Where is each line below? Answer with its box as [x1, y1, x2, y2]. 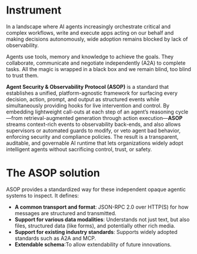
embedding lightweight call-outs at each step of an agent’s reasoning [6, 108, 175, 115]
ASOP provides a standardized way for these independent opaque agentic [6, 186, 186, 193]
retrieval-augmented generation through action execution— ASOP [24, 114, 183, 121]
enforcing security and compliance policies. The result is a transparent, [6, 133, 179, 140]
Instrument [6, 4, 62, 17]
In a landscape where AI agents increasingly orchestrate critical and [6, 23, 171, 30]
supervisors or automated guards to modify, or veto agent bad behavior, [6, 127, 181, 134]
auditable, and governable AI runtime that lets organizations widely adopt [6, 139, 183, 146]
